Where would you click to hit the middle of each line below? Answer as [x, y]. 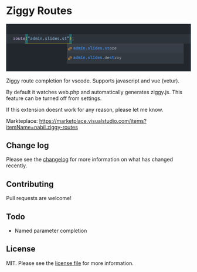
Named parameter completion [51, 231]
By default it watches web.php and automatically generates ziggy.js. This [94, 92]
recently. [17, 166]
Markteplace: [22, 120]
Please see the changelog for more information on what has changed [90, 160]
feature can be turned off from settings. [54, 98]
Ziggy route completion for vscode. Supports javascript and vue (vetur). [93, 81]
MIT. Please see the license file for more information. [70, 263]
